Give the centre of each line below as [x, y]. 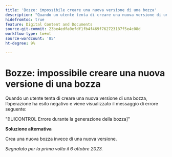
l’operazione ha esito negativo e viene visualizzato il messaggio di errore [82, 103]
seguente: [16, 109]
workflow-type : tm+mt [28, 34]
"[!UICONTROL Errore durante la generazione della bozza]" [68, 119]
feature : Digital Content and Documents [49, 24]
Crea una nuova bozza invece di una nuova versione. [61, 139]
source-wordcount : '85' [31, 39]
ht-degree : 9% [20, 43]
